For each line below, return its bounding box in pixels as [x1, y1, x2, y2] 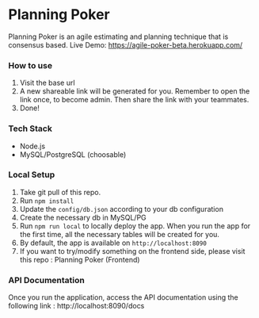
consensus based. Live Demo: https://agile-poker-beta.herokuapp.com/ [8, 40, 243, 49]
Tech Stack [8, 123, 53, 134]
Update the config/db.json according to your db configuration [19, 204, 224, 213]
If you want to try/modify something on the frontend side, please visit [19, 246, 246, 255]
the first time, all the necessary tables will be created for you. [19, 229, 220, 239]
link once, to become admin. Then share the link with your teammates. [19, 95, 249, 105]
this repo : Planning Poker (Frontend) [19, 255, 140, 264]
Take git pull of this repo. [19, 187, 101, 197]
